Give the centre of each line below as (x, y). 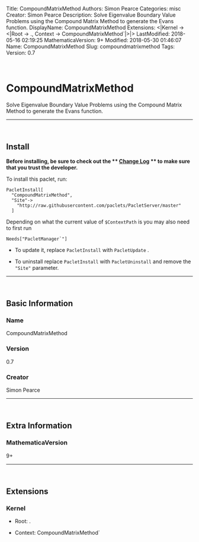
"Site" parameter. (37, 267)
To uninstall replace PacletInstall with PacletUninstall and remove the (103, 261)
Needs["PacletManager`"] (37, 239)
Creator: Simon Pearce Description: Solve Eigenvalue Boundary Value (91, 15)
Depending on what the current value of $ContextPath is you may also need (98, 222)
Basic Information (40, 303)
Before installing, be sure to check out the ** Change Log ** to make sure (98, 161)
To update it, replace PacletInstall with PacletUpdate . (82, 250)
